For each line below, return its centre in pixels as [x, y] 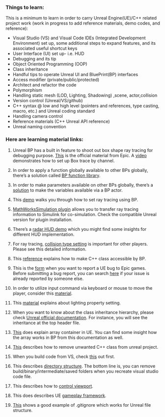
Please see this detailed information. [49, 249]
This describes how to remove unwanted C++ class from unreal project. [85, 347]
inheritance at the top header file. [46, 323]
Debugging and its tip [34, 59]
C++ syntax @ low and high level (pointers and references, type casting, [86, 106]
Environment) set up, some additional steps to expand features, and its [84, 43]
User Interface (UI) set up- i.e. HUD [49, 54]
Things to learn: [25, 7]
